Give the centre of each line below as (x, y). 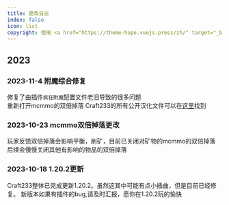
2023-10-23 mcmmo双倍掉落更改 (63, 125)
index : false (26, 20)
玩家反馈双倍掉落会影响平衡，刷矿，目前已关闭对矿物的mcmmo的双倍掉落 (111, 141)
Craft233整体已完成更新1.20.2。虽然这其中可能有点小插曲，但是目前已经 (109, 185)
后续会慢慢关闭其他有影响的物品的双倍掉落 (67, 150)
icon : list (23, 26)
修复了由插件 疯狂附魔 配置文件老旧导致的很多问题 (74, 97)
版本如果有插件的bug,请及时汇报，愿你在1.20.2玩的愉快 (104, 194)
